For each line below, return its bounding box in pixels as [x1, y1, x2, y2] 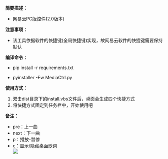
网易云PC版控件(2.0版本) [12, 16, 65, 22]
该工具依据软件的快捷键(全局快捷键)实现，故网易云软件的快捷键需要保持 [12, 38, 163, 43]
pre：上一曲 [12, 124, 38, 130]
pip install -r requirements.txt [12, 65, 74, 71]
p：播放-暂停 [12, 137, 40, 142]
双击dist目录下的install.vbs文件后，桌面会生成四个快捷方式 [12, 96, 136, 102]
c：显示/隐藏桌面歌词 [12, 143, 57, 149]
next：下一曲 [12, 130, 40, 136]
